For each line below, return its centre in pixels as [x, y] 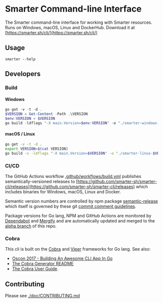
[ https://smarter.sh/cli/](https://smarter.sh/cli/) [51, 32]
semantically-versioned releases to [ [41, 181]
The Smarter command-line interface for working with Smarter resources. [79, 22]
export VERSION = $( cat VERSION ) [37, 149]
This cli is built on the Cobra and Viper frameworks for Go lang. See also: [78, 249]
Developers [23, 74]
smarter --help [20, 59]
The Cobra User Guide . [35, 269]
